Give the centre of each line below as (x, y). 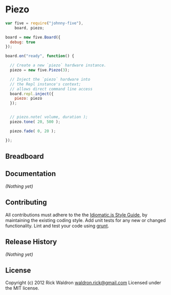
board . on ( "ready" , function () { (40, 56)
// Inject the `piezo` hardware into (50, 79)
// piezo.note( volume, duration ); (49, 117)
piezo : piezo (28, 99)
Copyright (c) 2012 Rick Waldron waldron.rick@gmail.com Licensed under (83, 283)
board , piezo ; (29, 28)
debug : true (23, 42)
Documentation (31, 174)
